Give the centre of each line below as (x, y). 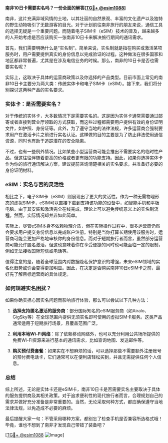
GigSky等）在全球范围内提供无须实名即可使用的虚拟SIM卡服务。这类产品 (87, 317)
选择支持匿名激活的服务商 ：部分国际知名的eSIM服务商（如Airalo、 (80, 310)
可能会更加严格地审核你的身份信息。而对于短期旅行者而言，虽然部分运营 (88, 238)
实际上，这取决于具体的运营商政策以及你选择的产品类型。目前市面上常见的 (82, 77)
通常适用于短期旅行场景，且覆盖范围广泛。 (56, 323)
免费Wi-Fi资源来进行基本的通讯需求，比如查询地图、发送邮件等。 (79, 340)
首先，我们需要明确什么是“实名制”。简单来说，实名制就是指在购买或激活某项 (84, 48)
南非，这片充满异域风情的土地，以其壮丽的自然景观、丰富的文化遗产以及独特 (84, 19)
